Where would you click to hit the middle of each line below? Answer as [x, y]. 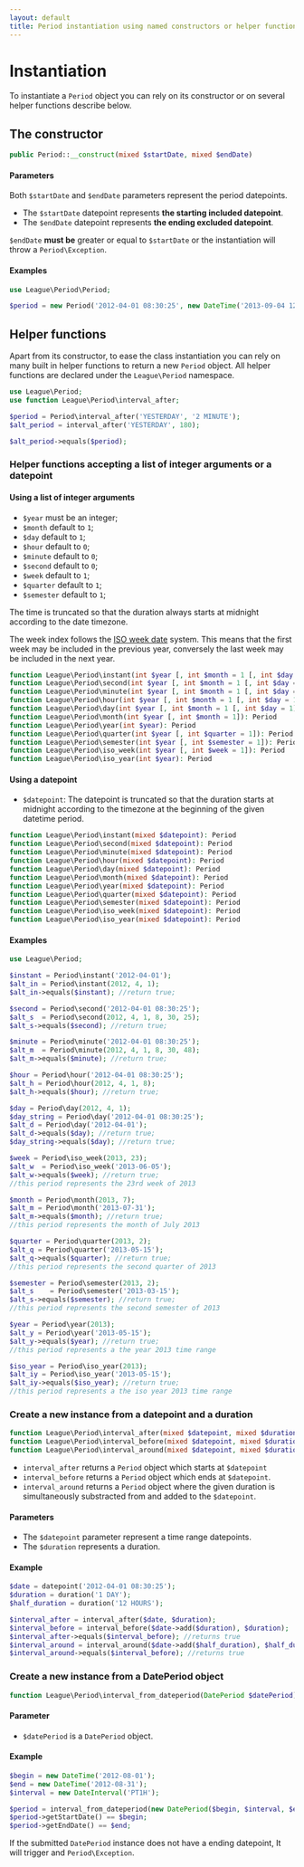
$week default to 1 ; [56, 575]
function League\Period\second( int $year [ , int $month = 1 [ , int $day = [153, 683]
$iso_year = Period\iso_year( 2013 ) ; [78, 1366]
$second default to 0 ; [60, 566]
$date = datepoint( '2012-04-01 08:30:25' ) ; [93, 1586]
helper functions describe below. [71, 106]
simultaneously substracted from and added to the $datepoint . [139, 1496]
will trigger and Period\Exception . [72, 1853]
